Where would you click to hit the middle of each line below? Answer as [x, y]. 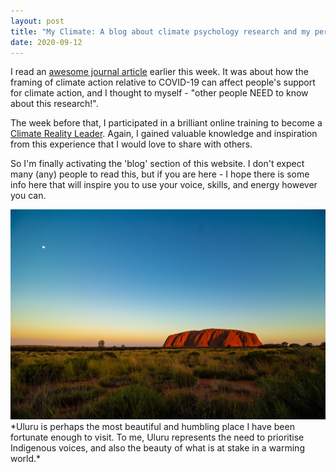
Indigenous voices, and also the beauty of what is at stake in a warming [157, 448]
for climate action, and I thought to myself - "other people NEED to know [159, 93]
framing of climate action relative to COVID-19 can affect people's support [163, 82]
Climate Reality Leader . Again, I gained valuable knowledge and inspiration [164, 134]
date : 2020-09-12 [46, 42]
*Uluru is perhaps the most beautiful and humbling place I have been [152, 427]
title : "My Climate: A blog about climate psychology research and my [160, 31]
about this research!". [54, 104]
